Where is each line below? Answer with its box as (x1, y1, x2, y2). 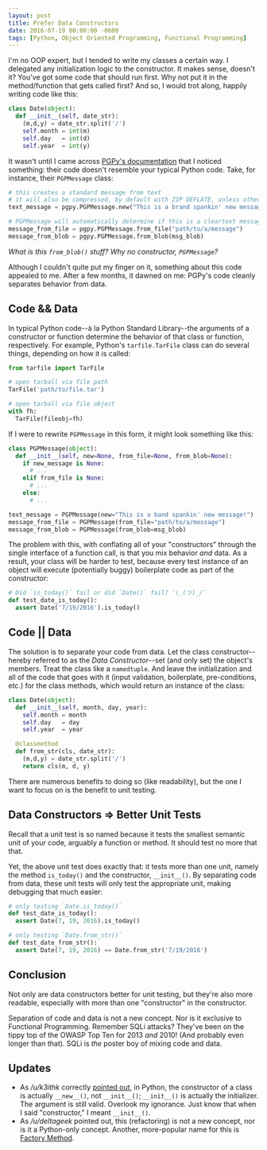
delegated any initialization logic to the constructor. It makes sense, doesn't (8, 64, 256, 74)
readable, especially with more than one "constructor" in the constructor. (8, 997, 248, 1007)
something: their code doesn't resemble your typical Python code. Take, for (8, 165, 256, 174)
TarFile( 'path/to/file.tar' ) (8, 386, 105, 394)
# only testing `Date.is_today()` (8, 902, 123, 911)
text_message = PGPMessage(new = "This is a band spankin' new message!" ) (8, 511, 254, 519)
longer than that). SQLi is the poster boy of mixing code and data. (8, 1039, 222, 1048)
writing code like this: (8, 89, 79, 99)
